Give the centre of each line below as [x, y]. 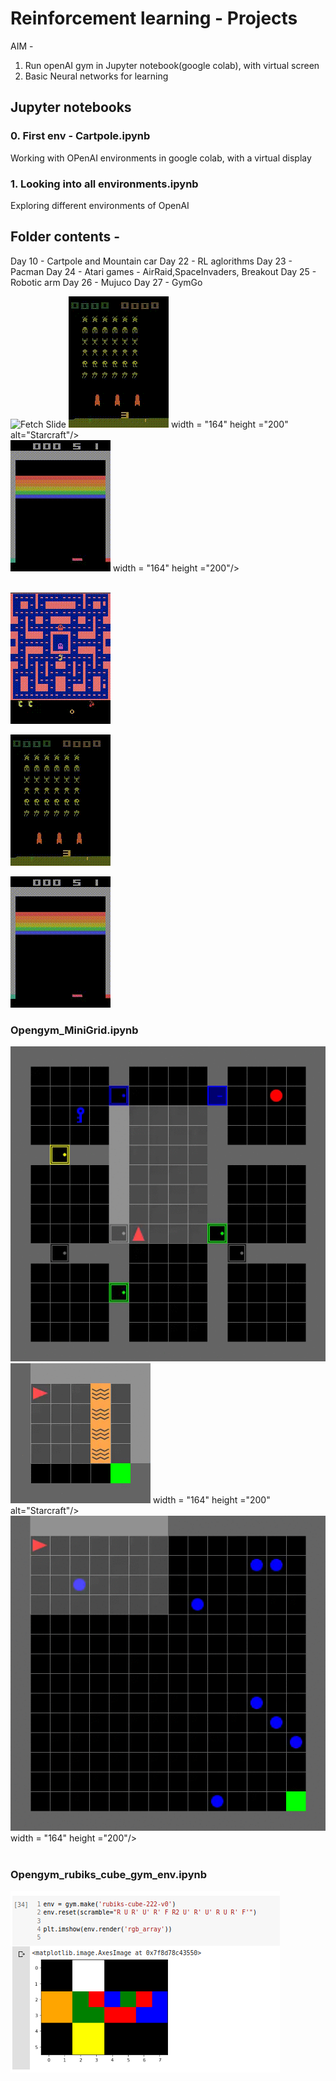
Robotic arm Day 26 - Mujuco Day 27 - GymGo [106, 282]
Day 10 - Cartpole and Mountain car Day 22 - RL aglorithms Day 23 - [151, 261]
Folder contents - [65, 237]
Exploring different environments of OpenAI [100, 205]
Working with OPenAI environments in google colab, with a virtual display [161, 158]
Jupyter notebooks [71, 107]
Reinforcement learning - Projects [154, 18]
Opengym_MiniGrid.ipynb [74, 1030]
